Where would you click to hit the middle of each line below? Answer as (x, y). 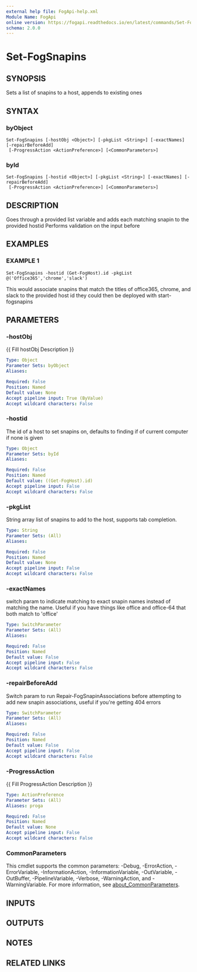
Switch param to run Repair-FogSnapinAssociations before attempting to (94, 696)
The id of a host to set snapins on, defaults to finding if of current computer (97, 431)
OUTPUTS (25, 923)
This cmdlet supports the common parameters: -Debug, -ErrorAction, (90, 866)
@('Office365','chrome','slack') (47, 278)
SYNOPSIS (26, 78)
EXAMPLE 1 (23, 261)
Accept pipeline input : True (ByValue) (55, 398)
